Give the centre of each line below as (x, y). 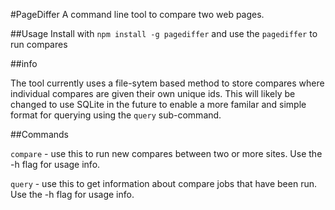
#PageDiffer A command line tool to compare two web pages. (137, 14)
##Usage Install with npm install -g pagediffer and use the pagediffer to (164, 33)
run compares (39, 44)
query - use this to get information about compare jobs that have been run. (164, 183)
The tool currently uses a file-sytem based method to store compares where (167, 83)
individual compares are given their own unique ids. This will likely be (153, 93)
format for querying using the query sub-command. (116, 115)
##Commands (39, 134)
